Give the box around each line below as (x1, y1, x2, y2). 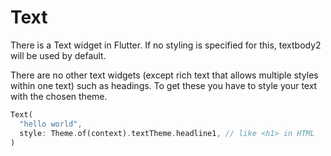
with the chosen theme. (10, 90, 108, 102)
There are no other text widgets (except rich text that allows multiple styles (10, 69, 319, 81)
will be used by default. (10, 49, 107, 61)
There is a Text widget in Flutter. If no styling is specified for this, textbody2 (10, 39, 322, 51)
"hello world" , (19, 119, 83, 129)
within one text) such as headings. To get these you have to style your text (10, 79, 318, 91)
